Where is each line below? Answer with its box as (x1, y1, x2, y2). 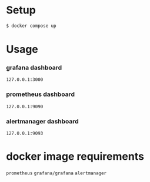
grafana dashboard (6, 63, 62, 71)
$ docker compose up (6, 23, 57, 29)
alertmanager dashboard (6, 117, 79, 125)
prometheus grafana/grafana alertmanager (6, 170, 107, 176)
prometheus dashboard (6, 90, 75, 98)
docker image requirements (6, 150, 144, 163)
